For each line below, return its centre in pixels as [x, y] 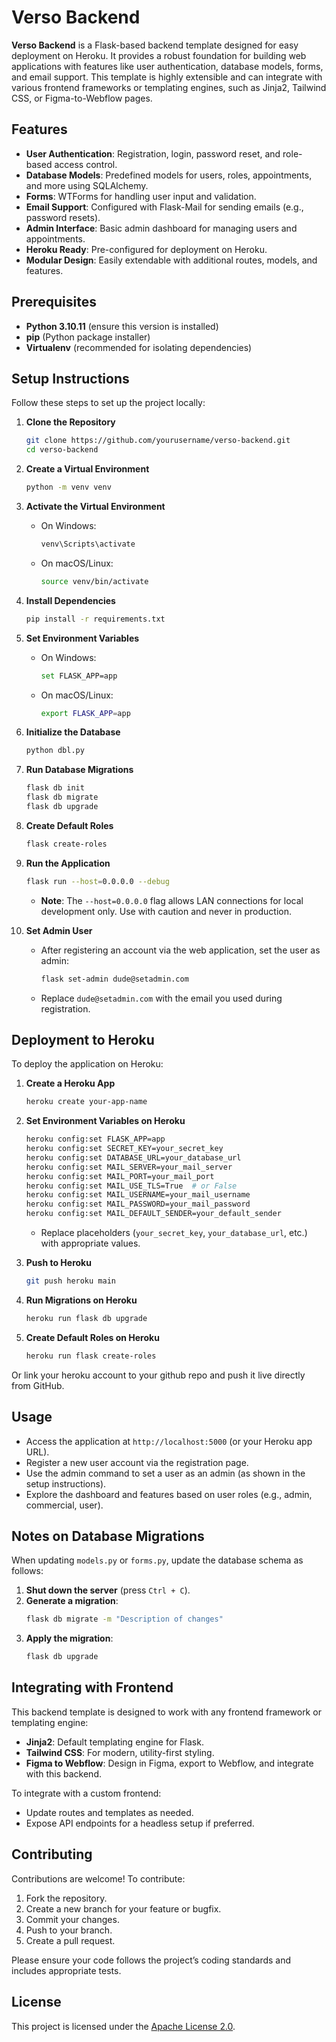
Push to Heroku [58, 1263]
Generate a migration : [72, 1601]
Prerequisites [54, 302]
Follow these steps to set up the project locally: [108, 403]
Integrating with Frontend [92, 1687]
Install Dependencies [70, 600]
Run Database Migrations [79, 770]
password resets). [63, 217]
